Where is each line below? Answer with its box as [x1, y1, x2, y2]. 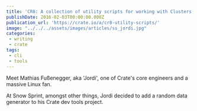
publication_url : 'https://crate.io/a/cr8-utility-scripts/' [6, 19, 160, 25]
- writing [8, 36, 33, 42]
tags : [6, 47, 20, 53]
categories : [6, 31, 35, 37]
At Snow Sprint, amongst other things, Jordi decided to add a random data [6, 92, 188, 99]
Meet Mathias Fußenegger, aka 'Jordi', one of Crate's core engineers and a [6, 74, 188, 81]
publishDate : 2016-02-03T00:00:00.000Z [6, 14, 105, 20]
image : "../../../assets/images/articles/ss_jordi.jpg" [6, 25, 147, 31]
